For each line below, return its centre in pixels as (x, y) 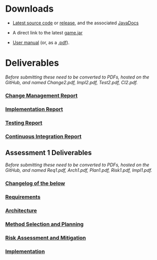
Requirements (23, 197)
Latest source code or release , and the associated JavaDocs (75, 23)
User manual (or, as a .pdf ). (41, 42)
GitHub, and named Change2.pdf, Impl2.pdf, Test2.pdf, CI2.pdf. (71, 82)
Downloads (30, 9)
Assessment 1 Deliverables (48, 153)
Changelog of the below (35, 183)
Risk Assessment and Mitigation (46, 238)
